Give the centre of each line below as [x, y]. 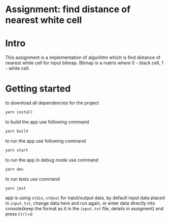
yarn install [19, 112]
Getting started [38, 89]
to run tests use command [32, 179]
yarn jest [16, 188]
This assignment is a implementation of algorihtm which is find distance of [83, 57]
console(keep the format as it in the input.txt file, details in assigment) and [84, 209]
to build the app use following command [47, 122]
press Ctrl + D [19, 214]
